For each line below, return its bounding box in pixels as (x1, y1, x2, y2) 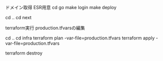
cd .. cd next (5, 15, 32, 20)
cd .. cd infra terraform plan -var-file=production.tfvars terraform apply (5, 35, 155, 41)
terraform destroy (5, 50, 42, 56)
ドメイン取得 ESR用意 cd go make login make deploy (5, 5, 117, 10)
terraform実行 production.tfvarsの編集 (5, 25, 85, 31)
